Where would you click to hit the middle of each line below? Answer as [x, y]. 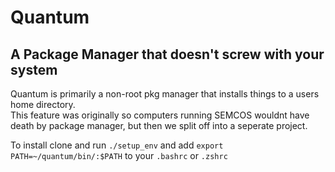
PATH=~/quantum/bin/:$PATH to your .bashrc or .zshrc [119, 155]
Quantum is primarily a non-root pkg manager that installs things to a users [165, 94]
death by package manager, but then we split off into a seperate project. [159, 125]
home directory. [43, 104]
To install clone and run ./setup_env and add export [117, 145]
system [34, 69]
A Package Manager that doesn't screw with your [167, 54]
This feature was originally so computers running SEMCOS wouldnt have [160, 115]
